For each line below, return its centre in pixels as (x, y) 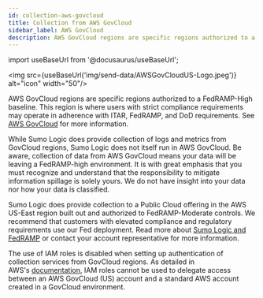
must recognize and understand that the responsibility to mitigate (114, 173)
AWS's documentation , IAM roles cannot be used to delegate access (119, 270)
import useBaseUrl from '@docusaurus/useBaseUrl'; (93, 60)
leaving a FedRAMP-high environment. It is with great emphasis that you (125, 164)
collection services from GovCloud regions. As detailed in (102, 262)
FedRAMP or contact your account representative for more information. (124, 238)
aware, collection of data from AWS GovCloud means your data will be (122, 156)
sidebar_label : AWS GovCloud (56, 30)
